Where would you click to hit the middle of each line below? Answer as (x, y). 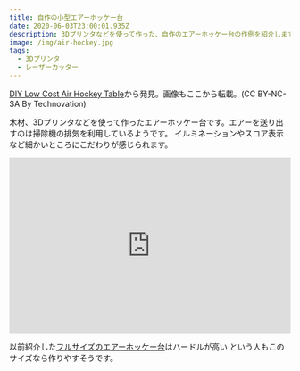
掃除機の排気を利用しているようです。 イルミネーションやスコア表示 (158, 133)
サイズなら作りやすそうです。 (64, 358)
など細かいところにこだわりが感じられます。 (91, 144)
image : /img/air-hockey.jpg (62, 42)
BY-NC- (272, 94)
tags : (19, 51)
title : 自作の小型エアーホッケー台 (66, 17)
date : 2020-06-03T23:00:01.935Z (69, 26)
